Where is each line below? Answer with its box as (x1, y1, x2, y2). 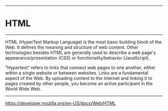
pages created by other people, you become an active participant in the (5, 80, 153, 86)
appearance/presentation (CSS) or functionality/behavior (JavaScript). (5, 54, 150, 60)
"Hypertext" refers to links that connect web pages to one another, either (5, 64, 156, 70)
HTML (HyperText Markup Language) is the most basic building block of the (5, 38, 162, 45)
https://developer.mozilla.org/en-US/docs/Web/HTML (5, 100, 116, 106)
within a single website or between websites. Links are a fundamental (5, 69, 148, 75)
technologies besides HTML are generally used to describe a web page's (5, 49, 156, 55)
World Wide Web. (5, 85, 41, 91)
